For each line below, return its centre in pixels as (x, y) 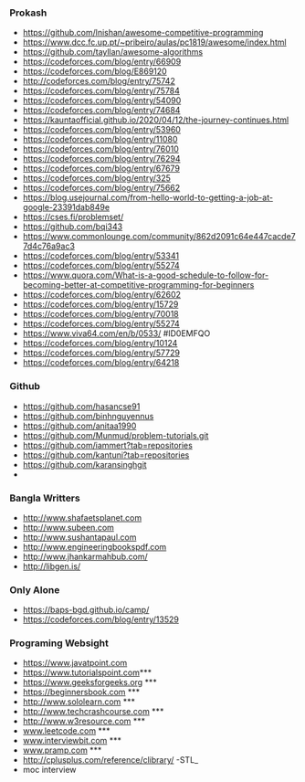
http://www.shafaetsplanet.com (82, 517)
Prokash (28, 13)
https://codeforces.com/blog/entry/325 (97, 178)
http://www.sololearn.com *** (79, 702)
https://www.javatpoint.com (75, 663)
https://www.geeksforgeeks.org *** (89, 682)
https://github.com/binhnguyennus (88, 416)
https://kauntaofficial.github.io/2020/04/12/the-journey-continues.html (156, 120)
